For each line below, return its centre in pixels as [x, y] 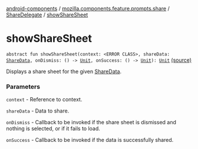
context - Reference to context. [44, 100]
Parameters [23, 87]
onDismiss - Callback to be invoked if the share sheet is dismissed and [91, 122]
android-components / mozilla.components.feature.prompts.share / [88, 9]
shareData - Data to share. [38, 111]
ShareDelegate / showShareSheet [47, 15]
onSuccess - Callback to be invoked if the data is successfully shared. [90, 140]
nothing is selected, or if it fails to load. [53, 128]
